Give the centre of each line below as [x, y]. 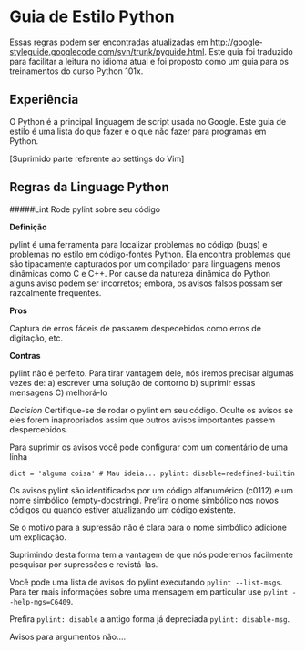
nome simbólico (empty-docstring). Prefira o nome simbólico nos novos [144, 500]
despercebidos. [39, 429]
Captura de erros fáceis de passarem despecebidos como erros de [136, 328]
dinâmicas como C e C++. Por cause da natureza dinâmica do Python [140, 273]
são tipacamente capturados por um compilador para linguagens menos [145, 264]
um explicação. [38, 537]
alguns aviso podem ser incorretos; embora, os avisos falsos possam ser [147, 283]
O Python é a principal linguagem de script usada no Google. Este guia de [148, 121]
